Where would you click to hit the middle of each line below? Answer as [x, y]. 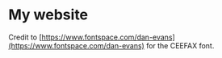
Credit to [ [25, 37]
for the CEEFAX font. [180, 45]
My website [48, 15]
